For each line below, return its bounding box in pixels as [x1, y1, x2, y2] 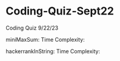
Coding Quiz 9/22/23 [5, 24, 59, 31]
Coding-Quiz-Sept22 [5, 4, 115, 18]
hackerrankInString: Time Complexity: [5, 47, 101, 55]
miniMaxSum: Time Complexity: [5, 36, 85, 43]
